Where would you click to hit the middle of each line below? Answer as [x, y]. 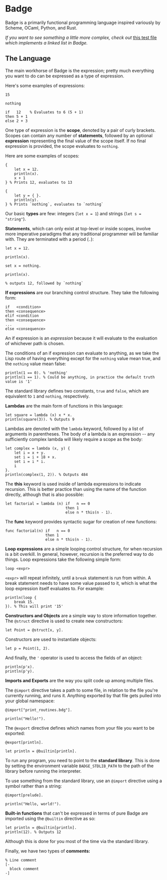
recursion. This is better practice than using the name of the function [76, 489]
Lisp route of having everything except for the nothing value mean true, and [83, 358]
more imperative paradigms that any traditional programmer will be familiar [82, 234]
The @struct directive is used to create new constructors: [64, 621]
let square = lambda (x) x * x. [39, 415]
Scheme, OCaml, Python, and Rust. [41, 27]
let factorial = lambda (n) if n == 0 [48, 503]
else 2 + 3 [16, 121]
